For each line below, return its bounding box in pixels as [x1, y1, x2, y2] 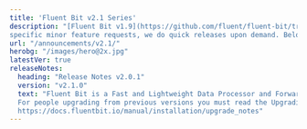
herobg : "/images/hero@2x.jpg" [9, 47, 129, 56]
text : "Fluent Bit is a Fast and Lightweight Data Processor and [17, 89, 272, 98]
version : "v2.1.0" [17, 81, 89, 90]
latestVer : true [9, 55, 71, 64]
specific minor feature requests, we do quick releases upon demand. [9, 30, 281, 39]
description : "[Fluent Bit [9, 22, 112, 31]
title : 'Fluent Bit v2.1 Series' [9, 13, 137, 23]
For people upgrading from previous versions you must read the [17, 97, 268, 107]
